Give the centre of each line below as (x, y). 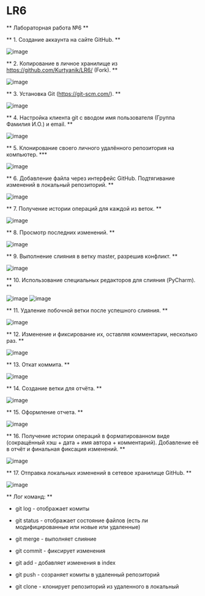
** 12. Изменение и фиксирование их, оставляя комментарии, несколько (102, 334)
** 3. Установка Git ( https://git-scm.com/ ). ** (64, 93)
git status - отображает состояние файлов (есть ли (82, 520)
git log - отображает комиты (52, 508)
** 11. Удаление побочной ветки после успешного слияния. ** (87, 310)
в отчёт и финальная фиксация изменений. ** (66, 449)
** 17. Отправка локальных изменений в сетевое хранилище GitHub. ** (99, 472)
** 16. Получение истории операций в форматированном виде (88, 436)
